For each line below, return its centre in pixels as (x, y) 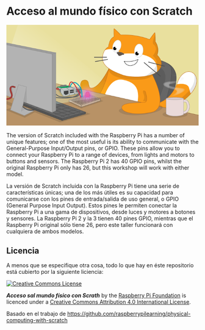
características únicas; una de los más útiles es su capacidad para (90, 193)
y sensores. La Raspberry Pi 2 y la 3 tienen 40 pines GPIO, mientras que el (100, 218)
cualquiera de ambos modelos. (45, 231)
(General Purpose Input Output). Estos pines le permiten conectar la (92, 206)
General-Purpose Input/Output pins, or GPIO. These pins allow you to (93, 148)
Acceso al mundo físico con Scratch (99, 11)
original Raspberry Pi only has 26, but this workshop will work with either (98, 168)
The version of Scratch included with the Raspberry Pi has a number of (95, 135)
